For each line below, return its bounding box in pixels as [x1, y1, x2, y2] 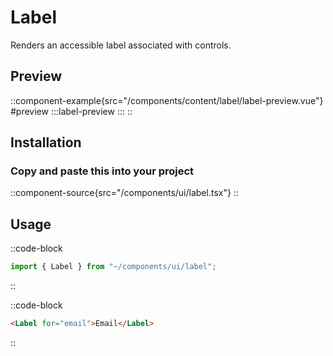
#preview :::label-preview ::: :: [10, 105, 133, 117]
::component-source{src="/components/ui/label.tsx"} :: [10, 187, 239, 199]
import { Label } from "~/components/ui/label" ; [10, 262, 217, 272]
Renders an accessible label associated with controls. [10, 39, 232, 51]
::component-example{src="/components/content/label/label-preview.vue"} [10, 94, 324, 106]
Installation [10, 134, 82, 151]
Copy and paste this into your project [10, 164, 195, 178]
